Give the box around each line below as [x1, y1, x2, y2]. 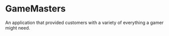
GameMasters [5, 3, 66, 14]
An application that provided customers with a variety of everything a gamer [5, 19, 164, 25]
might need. [5, 24, 30, 30]
